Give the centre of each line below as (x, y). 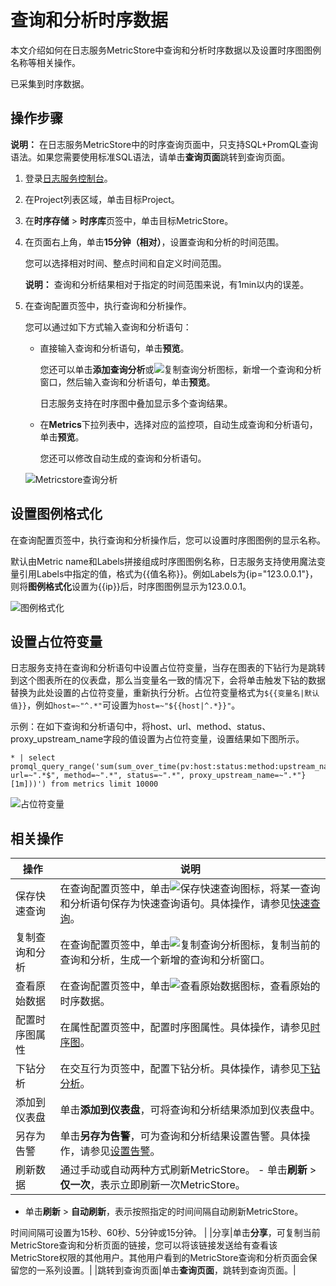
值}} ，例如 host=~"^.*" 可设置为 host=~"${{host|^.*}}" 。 (125, 705)
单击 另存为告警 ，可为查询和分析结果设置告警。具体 (180, 1136)
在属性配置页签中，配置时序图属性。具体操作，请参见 (185, 1028)
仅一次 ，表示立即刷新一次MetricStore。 (152, 1185)
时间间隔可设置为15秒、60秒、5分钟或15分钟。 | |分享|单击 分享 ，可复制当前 (165, 1233)
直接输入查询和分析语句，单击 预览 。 (114, 348)
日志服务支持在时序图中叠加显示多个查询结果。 (136, 403)
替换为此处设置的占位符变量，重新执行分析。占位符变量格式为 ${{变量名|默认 (165, 693)
